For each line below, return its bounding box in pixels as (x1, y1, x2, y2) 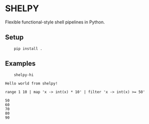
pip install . (14, 46, 43, 51)
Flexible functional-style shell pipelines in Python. (5, 19, 105, 25)
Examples (5, 60, 36, 68)
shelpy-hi (14, 72, 34, 77)
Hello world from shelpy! (5, 81, 58, 86)
